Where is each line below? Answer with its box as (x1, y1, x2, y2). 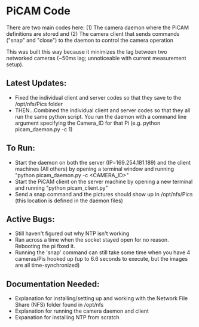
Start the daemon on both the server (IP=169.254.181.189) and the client (14, 159, 191, 166)
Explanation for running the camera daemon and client (14, 307, 149, 314)
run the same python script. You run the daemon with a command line (14, 113, 187, 120)
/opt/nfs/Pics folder (14, 100, 63, 107)
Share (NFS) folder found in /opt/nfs (14, 301, 104, 309)
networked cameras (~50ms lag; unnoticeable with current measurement (6, 54, 186, 61)
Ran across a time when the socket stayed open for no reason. (14, 236, 169, 243)
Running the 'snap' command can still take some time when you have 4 (14, 249, 191, 256)
